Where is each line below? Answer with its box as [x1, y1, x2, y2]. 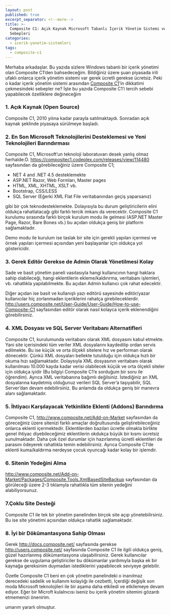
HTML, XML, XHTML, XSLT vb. [12, 182, 77, 189]
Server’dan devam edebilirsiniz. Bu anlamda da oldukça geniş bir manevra [5, 385, 159, 391]
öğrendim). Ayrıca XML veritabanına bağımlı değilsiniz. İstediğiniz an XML [5, 374, 158, 380]
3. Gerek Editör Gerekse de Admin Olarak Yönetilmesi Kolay [5, 258, 154, 265]
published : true [5, 12, 39, 17]
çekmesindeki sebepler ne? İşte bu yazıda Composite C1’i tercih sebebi [5, 85, 153, 91]
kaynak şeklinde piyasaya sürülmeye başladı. [5, 120, 99, 127]
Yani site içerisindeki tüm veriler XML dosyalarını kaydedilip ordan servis [5, 342, 156, 348]
